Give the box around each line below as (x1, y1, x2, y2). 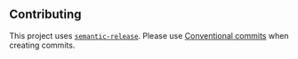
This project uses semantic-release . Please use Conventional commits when (9, 30, 289, 41)
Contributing (9, 7, 82, 22)
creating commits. (9, 40, 76, 50)
